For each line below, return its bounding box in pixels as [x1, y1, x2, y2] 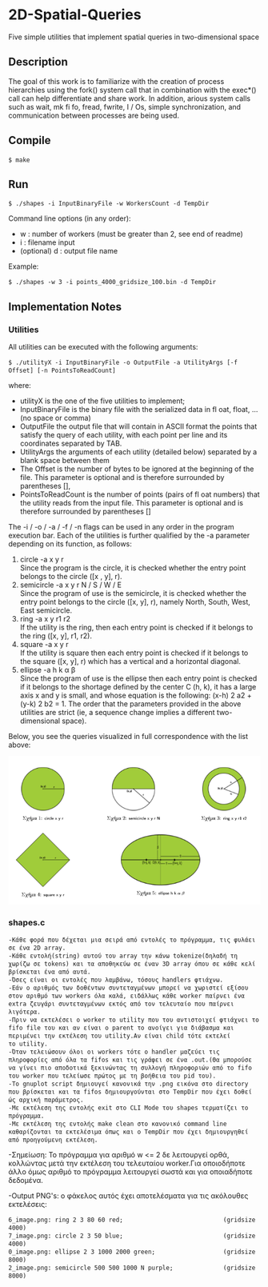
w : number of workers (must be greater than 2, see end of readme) [19, 230, 244, 239]
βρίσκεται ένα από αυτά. [8, 968, 91, 977]
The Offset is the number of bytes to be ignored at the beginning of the [19, 464, 254, 474]
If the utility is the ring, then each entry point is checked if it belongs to [19, 622, 254, 633]
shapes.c [8, 917, 46, 928]
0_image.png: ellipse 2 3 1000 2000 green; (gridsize [8, 1248, 256, 1257]
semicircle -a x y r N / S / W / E [19, 580, 122, 590]
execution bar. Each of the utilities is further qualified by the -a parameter [8, 530, 250, 541]
